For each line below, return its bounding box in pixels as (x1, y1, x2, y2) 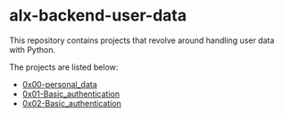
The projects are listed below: (9, 62, 119, 72)
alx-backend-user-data (9, 5, 187, 26)
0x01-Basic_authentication (21, 88, 121, 99)
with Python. (9, 44, 56, 54)
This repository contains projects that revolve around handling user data (9, 35, 275, 46)
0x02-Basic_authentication (21, 97, 122, 108)
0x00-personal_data (21, 79, 98, 89)
